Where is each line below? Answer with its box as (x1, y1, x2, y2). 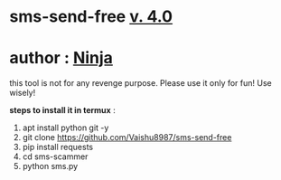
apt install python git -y (22, 122, 109, 133)
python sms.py (22, 161, 79, 172)
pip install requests (22, 142, 93, 153)
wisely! (9, 88, 36, 99)
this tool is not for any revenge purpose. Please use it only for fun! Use (9, 78, 273, 89)
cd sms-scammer (22, 151, 89, 162)
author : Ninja (9, 48, 113, 69)
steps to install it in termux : (9, 105, 116, 116)
